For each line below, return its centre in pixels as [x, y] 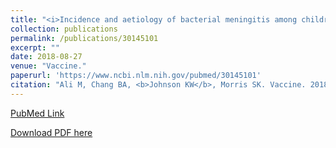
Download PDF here [51, 132]
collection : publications [64, 29]
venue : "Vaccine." [48, 66]
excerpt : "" [35, 47]
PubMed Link [37, 113]
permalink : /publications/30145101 [84, 38]
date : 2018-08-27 [46, 57]
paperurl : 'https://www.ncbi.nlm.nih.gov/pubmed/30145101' [136, 76]
